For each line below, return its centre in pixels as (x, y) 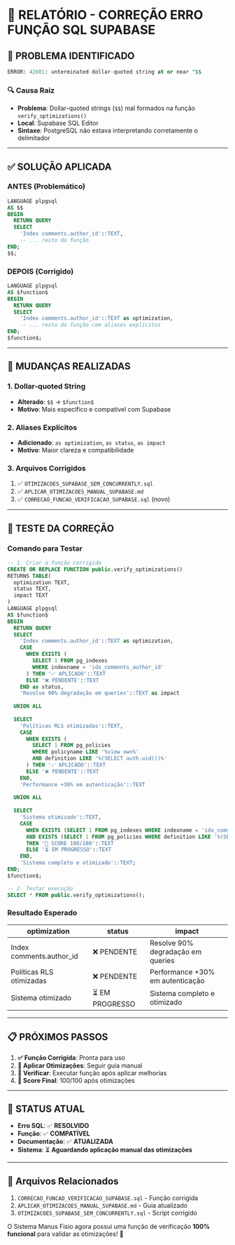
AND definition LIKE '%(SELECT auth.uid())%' (100, 759)
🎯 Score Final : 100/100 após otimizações (76, 1080)
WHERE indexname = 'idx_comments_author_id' (98, 667)
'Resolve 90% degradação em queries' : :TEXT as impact (100, 693)
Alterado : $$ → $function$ (56, 402)
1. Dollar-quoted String (47, 386)
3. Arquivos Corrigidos (47, 468)
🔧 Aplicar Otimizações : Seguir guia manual (80, 1065)
